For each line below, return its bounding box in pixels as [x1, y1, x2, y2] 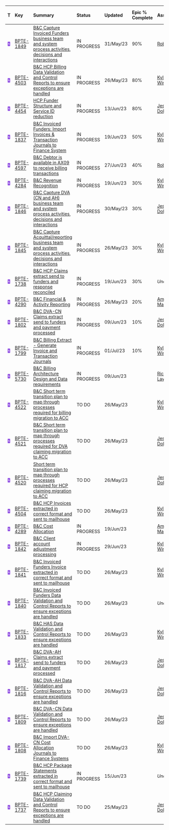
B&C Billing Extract [33, 337, 72, 343]
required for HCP [33, 482, 68, 488]
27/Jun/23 [104, 162, 127, 169]
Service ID [33, 108, 55, 114]
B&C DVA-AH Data [33, 677, 72, 683]
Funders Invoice [33, 564, 66, 570]
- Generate [33, 342, 57, 348]
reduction [33, 114, 53, 120]
